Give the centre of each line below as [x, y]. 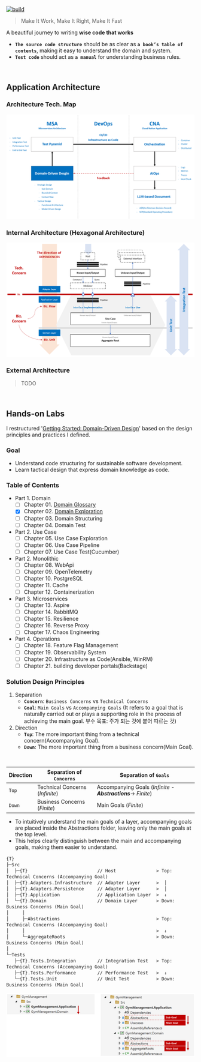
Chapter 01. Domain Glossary [60, 505]
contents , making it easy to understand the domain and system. [93, 50]
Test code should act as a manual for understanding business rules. [98, 57]
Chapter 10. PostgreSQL [53, 578]
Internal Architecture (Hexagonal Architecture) [76, 232]
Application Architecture [53, 87]
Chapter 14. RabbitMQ [51, 612]
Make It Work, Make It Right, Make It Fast [71, 21]
